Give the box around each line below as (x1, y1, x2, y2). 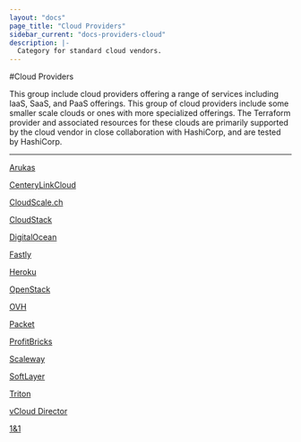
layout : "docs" (9, 13, 66, 22)
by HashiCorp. (9, 137, 63, 147)
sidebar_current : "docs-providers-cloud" (9, 30, 167, 39)
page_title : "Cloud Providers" (9, 22, 126, 31)
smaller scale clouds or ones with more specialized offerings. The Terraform (9, 108, 291, 119)
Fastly (9, 249, 32, 261)
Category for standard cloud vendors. (17, 47, 163, 56)
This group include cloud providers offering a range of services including (9, 89, 279, 100)
